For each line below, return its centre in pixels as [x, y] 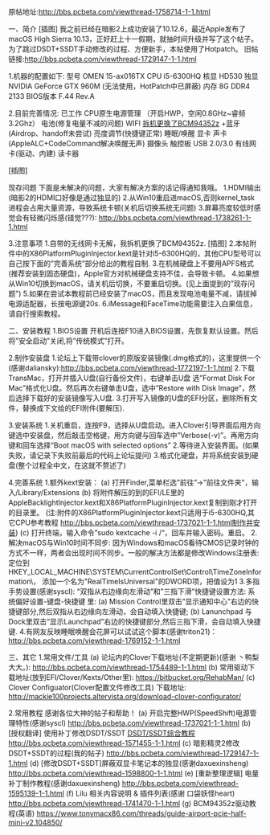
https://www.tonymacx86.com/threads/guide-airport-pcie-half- [141, 813]
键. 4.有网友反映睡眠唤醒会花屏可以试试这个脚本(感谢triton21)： [113, 632]
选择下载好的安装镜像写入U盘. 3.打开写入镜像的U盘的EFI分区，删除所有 [133, 398]
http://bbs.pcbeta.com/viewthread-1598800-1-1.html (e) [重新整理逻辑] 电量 [134, 773]
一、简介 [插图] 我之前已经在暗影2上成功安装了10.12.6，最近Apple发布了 [127, 29]
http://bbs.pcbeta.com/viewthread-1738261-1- [175, 218]
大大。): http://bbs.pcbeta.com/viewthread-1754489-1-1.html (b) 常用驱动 [128, 667]
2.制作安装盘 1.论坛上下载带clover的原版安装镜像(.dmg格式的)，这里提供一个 [135, 358]
